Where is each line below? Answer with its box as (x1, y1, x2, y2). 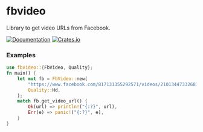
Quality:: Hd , (28, 87, 61, 93)
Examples (6, 51, 36, 59)
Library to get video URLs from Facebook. (6, 24, 111, 31)
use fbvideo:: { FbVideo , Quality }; (6, 64, 94, 71)
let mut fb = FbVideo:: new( (17, 75, 88, 82)
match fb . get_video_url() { (17, 98, 88, 104)
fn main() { (6, 71, 36, 77)
